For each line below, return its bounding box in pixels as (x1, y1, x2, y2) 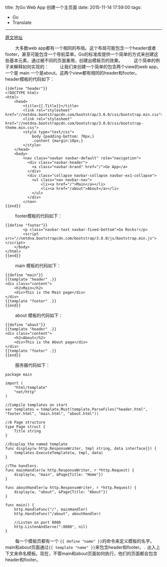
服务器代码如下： (14, 362, 50, 368)
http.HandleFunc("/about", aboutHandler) (14, 511, 101, 516)
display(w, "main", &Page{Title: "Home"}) (14, 472, 103, 477)
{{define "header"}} (5, 86, 48, 91)
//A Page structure (5, 420, 46, 425)
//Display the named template (5, 442, 68, 447)
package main (5, 372, 32, 377)
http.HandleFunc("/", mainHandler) (14, 507, 88, 512)
